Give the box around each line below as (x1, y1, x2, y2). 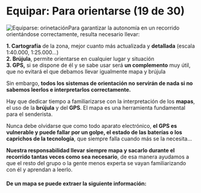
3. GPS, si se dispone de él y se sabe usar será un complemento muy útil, (6, 62, 191, 69)
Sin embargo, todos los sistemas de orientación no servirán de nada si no (6, 80, 193, 87)
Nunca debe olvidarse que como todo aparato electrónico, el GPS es (6, 122, 177, 129)
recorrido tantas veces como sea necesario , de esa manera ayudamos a (6, 153, 190, 160)
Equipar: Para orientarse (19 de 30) (6, 4, 185, 18)
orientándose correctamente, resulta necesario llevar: (6, 30, 140, 37)
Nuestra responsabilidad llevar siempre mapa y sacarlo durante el (6, 147, 175, 154)
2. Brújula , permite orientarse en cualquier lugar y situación (6, 55, 155, 62)
